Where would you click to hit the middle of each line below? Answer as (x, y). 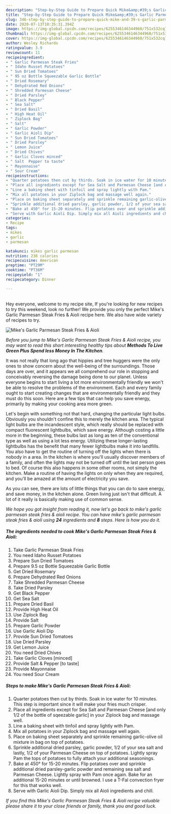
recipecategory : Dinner (31, 279)
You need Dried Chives (37, 653)
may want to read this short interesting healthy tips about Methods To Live (84, 345)
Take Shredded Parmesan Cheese (49, 582)
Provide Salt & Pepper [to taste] (46, 663)
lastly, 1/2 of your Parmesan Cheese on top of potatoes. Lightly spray (85, 753)
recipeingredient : (25, 57)
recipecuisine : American (32, 261)
